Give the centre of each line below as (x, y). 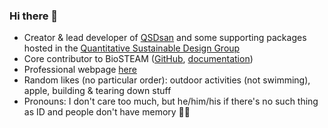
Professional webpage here (80, 70)
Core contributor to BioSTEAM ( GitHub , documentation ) (138, 59)
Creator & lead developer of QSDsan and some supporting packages (165, 38)
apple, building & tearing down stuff (97, 91)
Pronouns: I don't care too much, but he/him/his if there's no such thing (171, 101)
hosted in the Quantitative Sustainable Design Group (132, 48)
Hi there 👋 (34, 16)
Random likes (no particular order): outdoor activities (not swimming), (167, 80)
